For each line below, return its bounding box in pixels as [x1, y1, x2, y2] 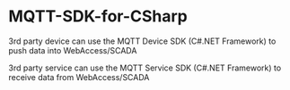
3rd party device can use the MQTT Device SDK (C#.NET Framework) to [8, 36, 277, 46]
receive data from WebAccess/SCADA [8, 71, 150, 82]
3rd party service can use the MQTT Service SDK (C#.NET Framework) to [8, 62, 282, 73]
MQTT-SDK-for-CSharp [8, 6, 188, 27]
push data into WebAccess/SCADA [8, 45, 137, 55]
